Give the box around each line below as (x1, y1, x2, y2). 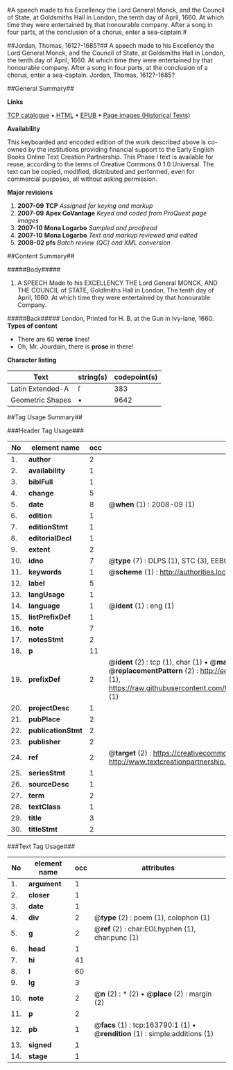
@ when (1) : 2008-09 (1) (108, 500, 196, 509)
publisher (28, 737, 61, 746)
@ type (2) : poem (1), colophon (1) (94, 913, 210, 922)
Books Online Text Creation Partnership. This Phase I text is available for (7, 152, 214, 161)
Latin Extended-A (10, 384, 69, 394)
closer (28, 891, 50, 900)
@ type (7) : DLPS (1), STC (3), (108, 556, 209, 565)
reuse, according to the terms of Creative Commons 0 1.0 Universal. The (7, 160, 214, 168)
